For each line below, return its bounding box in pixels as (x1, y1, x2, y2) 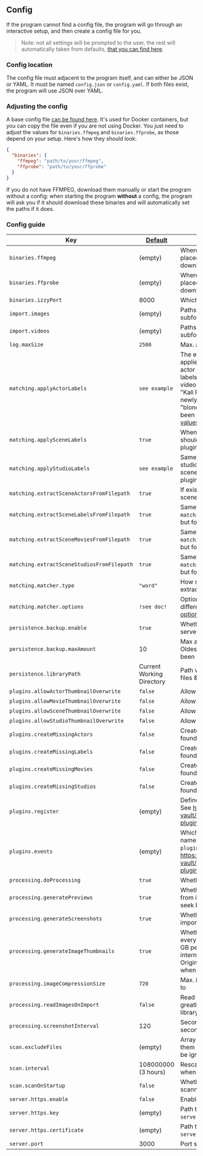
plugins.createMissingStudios (9, 783, 97, 790)
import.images (9, 310, 50, 317)
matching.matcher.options (9, 603, 84, 610)
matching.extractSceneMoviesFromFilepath (9, 536, 130, 543)
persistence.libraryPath (9, 670, 81, 677)
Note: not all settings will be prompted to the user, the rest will (21, 39, 176, 46)
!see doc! (138, 603, 167, 610)
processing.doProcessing (9, 876, 81, 883)
